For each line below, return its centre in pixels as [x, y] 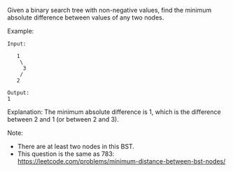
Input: [17, 44]
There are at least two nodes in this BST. [76, 146]
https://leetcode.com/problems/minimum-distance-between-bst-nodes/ [121, 161]
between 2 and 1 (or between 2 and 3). [63, 119]
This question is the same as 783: [66, 154]
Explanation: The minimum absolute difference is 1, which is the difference [114, 112]
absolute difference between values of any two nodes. [86, 17]
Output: [19, 93]
